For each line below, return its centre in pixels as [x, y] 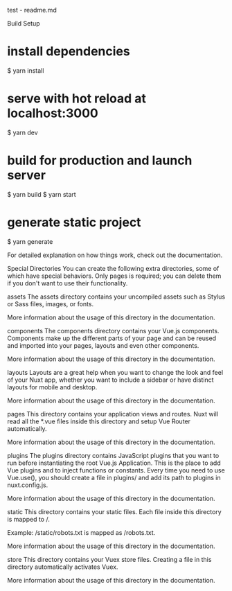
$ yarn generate [30, 241]
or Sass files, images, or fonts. [51, 303]
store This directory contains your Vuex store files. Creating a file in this [109, 559]
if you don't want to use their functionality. [68, 283]
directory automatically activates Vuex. [63, 567]
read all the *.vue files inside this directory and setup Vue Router [99, 421]
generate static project [74, 222]
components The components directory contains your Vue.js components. [113, 330]
